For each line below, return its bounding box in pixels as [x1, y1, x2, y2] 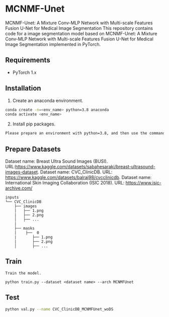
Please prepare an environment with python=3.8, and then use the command [5, 131, 165, 136]
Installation [5, 84, 41, 93]
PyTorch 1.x [12, 69, 37, 75]
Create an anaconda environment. [12, 97, 83, 104]
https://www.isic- [125, 180, 162, 186]
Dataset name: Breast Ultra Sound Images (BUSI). [5, 158, 108, 164]
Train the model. [5, 270, 42, 276]
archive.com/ [5, 185, 33, 191]
